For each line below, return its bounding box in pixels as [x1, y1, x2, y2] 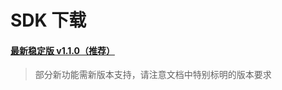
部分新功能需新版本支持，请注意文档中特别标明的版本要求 [34, 69, 272, 81]
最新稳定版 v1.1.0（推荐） [10, 44, 115, 56]
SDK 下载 [10, 9, 87, 32]
